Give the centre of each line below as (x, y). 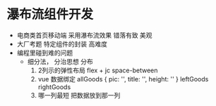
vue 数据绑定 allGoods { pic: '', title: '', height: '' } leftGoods (123, 79)
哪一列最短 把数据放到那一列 (79, 95)
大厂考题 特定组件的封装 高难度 (62, 44)
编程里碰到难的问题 (45, 53)
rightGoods (54, 87)
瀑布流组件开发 (50, 14)
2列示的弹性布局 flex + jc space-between (98, 70)
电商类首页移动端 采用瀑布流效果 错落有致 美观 (84, 35)
